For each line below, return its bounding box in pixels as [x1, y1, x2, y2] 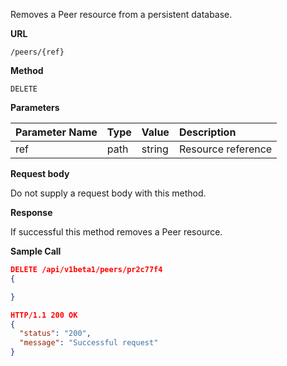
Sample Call [10, 245, 62, 257]
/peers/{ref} [10, 47, 65, 57]
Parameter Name [15, 125, 98, 139]
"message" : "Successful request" [19, 338, 159, 348]
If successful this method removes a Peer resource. [10, 226, 223, 238]
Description [178, 125, 237, 139]
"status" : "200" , [19, 329, 92, 339]
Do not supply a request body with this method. [10, 187, 207, 199]
